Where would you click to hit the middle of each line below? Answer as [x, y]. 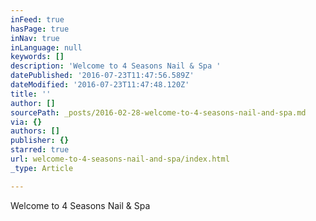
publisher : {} [40, 141]
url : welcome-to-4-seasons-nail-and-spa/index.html [120, 159]
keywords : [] [37, 57]
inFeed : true [37, 19]
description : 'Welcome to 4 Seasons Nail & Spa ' [116, 66]
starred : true [40, 150]
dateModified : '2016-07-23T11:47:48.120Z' [100, 85]
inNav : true [35, 38]
